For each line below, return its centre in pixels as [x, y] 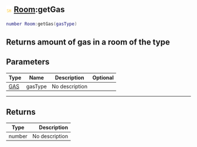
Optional [103, 78]
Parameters [28, 62]
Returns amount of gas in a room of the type [88, 42]
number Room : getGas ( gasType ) [42, 24]
